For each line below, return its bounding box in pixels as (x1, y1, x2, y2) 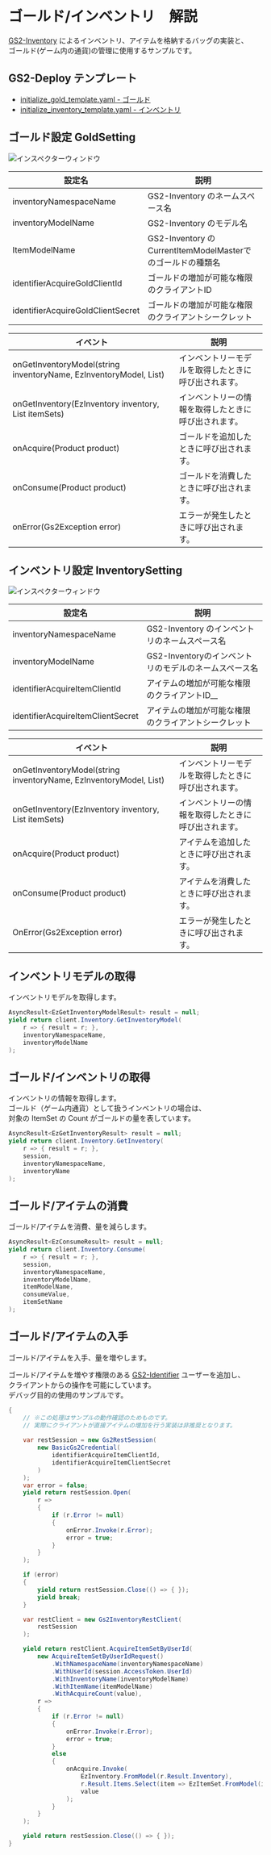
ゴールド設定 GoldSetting (8, 131, 135, 144)
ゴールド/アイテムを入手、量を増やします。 (8, 1352, 152, 1362)
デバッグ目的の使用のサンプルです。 (8, 1389, 128, 1400)
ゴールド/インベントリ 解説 (8, 7, 198, 26)
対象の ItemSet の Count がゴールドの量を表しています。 (8, 1113, 196, 1123)
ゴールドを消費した (178, 470, 252, 481)
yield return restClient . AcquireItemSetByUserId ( (23, 1645, 194, 1653)
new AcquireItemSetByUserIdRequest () (37, 1652, 164, 1661)
